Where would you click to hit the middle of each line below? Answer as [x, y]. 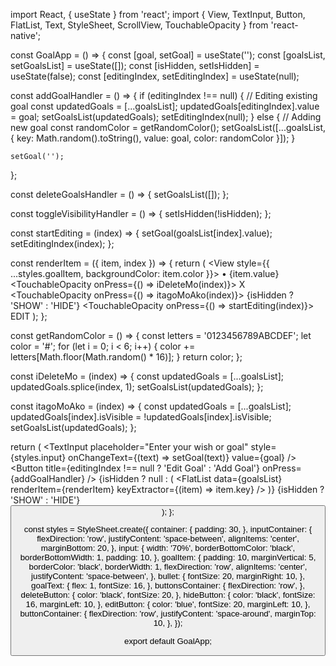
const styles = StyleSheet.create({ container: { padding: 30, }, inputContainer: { [168, 529]
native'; [26, 35]
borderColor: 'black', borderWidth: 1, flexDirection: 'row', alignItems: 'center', [168, 567]
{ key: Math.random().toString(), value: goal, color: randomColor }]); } [153, 138]
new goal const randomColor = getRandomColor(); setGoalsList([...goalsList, [168, 127]
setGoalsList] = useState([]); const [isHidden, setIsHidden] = [135, 65]
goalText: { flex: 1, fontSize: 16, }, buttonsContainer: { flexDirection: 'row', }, [168, 585]
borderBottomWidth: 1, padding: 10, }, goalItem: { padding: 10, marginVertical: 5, [168, 557]
